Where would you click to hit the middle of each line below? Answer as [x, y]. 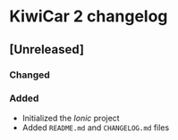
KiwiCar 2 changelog [89, 16]
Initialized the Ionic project [71, 118]
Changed [30, 75]
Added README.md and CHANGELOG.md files [96, 128]
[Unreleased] [47, 49]
